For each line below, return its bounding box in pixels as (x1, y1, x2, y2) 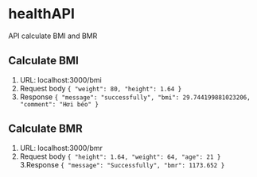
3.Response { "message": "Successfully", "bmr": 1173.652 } (19, 160, 225, 169)
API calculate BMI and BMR (8, 31, 98, 40)
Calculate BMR (8, 122, 83, 136)
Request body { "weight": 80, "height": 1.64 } (19, 83, 182, 93)
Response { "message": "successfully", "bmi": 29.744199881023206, (19, 92, 251, 102)
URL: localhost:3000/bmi (19, 75, 102, 84)
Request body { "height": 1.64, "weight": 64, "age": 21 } (19, 152, 221, 161)
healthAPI (8, 5, 76, 23)
